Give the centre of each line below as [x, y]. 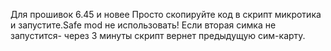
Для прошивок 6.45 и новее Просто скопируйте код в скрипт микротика [166, 14]
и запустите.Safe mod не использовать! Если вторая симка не [143, 25]
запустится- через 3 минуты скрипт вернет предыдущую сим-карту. [158, 35]
